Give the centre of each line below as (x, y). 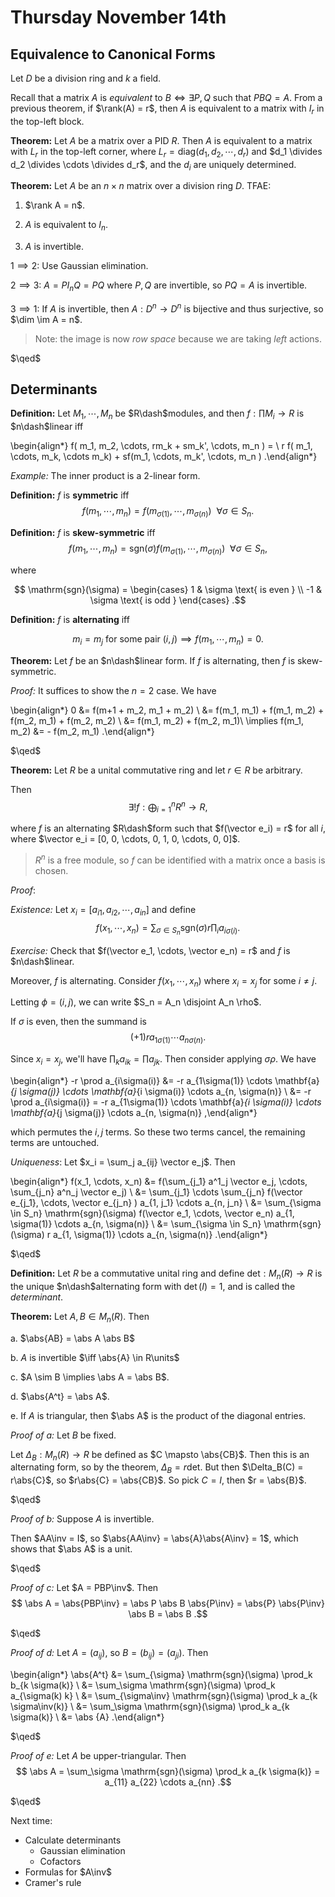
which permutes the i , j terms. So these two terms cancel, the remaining (158, 1132)
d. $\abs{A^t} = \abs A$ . (60, 1396)
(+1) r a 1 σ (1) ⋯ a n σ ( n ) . (168, 1038)
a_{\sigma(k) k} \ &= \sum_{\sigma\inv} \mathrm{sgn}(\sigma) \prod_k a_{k (164, 1696)
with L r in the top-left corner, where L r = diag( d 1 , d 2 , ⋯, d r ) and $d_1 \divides (166, 152)
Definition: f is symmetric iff (70, 495)
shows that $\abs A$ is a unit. (71, 1549)
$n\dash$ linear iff (47, 427)
